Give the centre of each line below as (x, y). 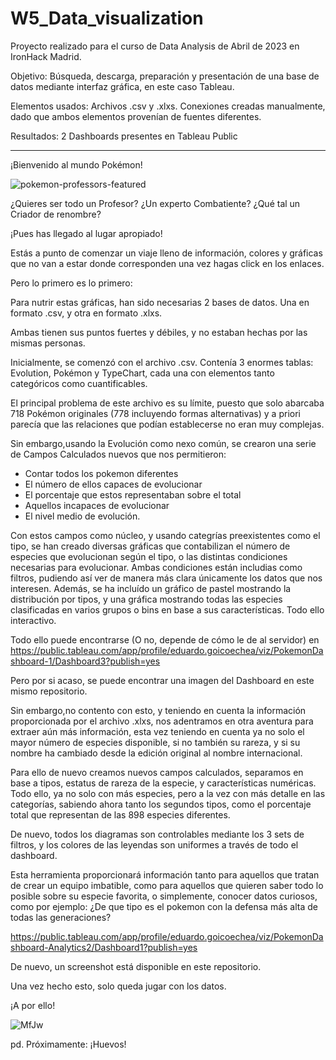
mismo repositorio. (49, 691)
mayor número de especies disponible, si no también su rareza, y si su (155, 742)
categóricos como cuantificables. (79, 383)
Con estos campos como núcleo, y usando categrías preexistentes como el (165, 535)
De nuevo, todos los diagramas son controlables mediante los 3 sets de (157, 834)
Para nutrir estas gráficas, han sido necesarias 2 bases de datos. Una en (160, 302)
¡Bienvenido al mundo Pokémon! (76, 164)
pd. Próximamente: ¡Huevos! (68, 1044)
